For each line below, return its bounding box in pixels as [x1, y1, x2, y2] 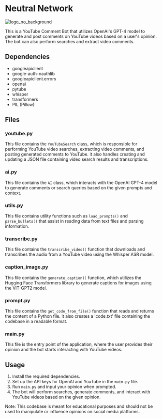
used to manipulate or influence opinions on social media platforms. [5, 409, 140, 415]
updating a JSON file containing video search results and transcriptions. [5, 156, 148, 162]
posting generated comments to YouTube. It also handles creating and [5, 151, 145, 157]
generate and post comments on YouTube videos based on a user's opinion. [5, 33, 157, 39]
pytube [12, 86, 27, 92]
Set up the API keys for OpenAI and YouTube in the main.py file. [12, 379, 139, 385]
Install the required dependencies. [12, 373, 81, 379]
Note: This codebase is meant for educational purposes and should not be [5, 403, 153, 409]
